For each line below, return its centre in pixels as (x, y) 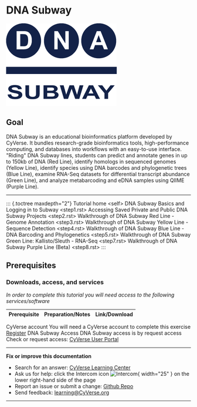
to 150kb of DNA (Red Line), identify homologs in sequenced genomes (91, 162)
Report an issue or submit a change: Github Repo (74, 386)
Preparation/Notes (67, 314)
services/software (28, 301)
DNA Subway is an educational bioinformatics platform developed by (89, 136)
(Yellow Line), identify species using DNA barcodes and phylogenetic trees (96, 167)
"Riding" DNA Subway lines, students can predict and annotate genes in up (97, 155)
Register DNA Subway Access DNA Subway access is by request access (94, 333)
